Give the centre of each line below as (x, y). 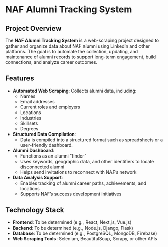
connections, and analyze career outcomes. (51, 62)
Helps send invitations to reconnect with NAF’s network (78, 172)
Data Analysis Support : (38, 177)
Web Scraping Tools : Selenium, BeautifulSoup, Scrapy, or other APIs (85, 238)
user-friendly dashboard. (46, 145)
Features (20, 78)
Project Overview (33, 28)
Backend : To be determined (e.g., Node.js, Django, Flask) (73, 228)
